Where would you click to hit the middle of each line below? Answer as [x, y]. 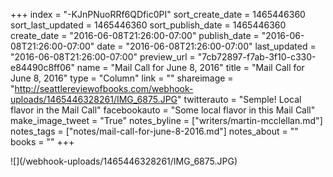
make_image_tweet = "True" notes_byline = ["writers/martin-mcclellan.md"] [166, 120]
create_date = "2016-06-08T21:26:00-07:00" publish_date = [135, 35]
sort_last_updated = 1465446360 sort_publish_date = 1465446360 [148, 25]
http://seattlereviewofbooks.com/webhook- [104, 88]
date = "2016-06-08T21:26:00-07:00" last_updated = [206, 46]
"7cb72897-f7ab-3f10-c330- [257, 57]
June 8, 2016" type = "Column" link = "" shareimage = [122, 78]
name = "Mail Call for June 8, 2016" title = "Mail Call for [190, 67]
